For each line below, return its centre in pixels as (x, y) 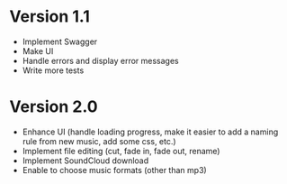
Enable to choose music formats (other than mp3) (114, 170)
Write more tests (53, 70)
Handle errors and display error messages (100, 60)
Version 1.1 (49, 17)
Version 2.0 (54, 107)
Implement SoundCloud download (85, 161)
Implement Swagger (60, 41)
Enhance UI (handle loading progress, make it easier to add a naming (150, 132)
